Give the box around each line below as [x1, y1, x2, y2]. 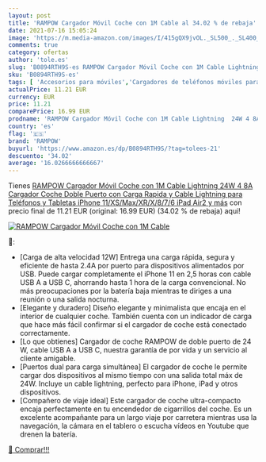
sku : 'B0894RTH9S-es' [8, 71, 80, 79]
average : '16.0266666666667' [8, 160, 104, 167]
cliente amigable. [19, 354, 76, 364]
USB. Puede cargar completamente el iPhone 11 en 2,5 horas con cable [19, 269, 252, 279]
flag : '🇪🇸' [8, 129, 47, 137]
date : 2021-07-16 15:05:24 [8, 26, 97, 34]
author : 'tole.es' [8, 56, 69, 64]
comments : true [8, 41, 59, 49]
